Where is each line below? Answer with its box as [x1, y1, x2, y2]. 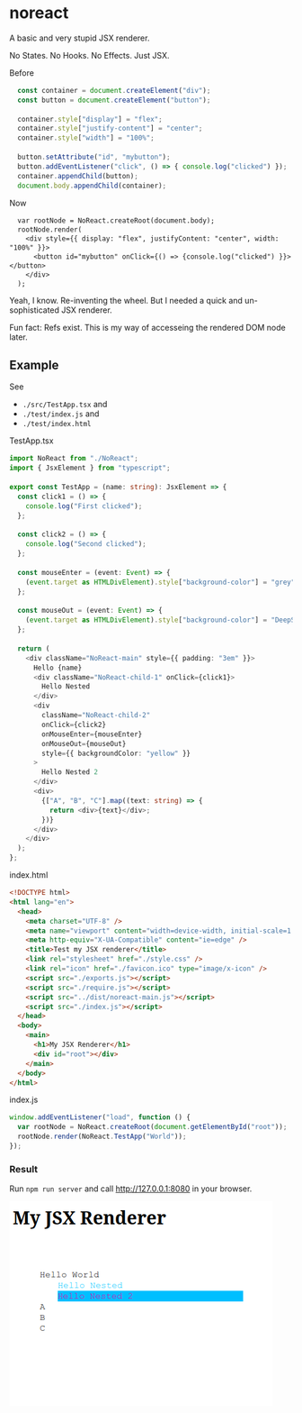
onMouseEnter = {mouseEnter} [41, 729, 143, 739]
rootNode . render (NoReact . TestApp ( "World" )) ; [17, 1132, 187, 1142]
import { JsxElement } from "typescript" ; [9, 463, 171, 473]
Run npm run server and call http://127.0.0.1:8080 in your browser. [9, 1183, 253, 1194]
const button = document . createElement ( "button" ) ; [17, 96, 211, 105]
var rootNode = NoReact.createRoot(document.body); [17, 215, 216, 225]
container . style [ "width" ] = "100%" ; [17, 133, 155, 142]
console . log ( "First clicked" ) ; [25, 501, 143, 511]
